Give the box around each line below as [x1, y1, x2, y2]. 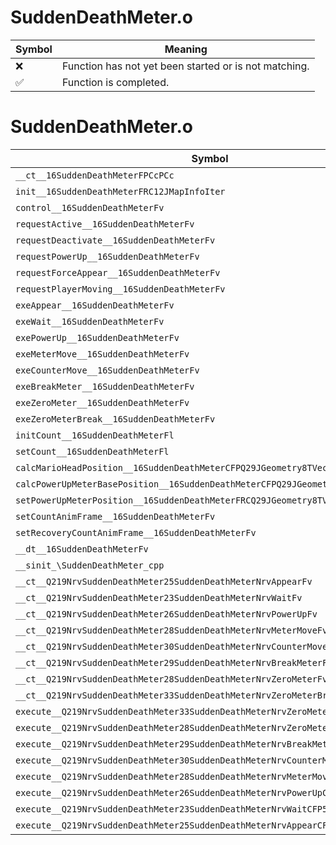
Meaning [164, 42, 208, 56]
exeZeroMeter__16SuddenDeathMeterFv [15, 397, 190, 408]
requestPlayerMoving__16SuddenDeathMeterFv [15, 283, 226, 295]
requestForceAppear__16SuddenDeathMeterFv [15, 267, 221, 278]
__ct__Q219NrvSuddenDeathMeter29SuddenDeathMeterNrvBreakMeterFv [15, 657, 333, 668]
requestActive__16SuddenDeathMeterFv [15, 218, 195, 230]
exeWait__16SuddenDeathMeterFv [15, 316, 165, 327]
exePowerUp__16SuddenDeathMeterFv [15, 332, 180, 343]
